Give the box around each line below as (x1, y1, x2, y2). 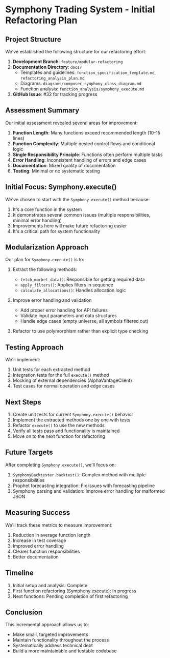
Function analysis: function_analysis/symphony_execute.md (20, 86, 144, 92)
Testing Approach (5, 343, 64, 352)
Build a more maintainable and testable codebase (12, 648, 117, 654)
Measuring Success (5, 508, 70, 517)
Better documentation (12, 553, 59, 560)
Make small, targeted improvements (12, 631, 88, 637)
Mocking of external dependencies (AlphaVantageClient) (12, 377, 132, 383)
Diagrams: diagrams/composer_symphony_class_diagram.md (20, 81, 142, 86)
